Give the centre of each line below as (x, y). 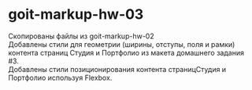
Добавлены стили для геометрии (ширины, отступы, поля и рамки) (122, 44)
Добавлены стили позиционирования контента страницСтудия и (117, 69)
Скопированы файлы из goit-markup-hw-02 (82, 36)
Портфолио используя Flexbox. (60, 77)
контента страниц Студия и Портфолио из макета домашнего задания (126, 52)
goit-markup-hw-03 (76, 14)
